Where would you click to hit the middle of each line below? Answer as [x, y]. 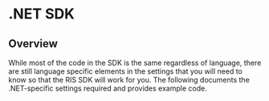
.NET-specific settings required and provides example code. [108, 88]
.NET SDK [41, 14]
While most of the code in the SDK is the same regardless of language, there [135, 63]
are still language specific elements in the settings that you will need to [126, 71]
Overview [33, 44]
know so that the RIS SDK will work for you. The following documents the [129, 80]
